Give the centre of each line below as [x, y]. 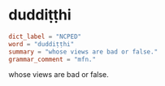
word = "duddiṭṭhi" [41, 44]
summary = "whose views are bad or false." [83, 52]
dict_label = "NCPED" [45, 37]
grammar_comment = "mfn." [52, 59]
